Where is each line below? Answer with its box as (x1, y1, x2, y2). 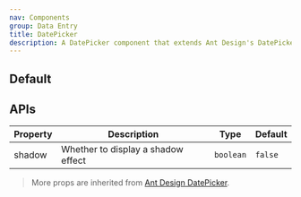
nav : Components (9, 13, 70, 22)
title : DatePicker (9, 30, 78, 39)
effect (61, 154, 87, 167)
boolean (213, 150, 247, 160)
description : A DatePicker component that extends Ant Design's (9, 38, 254, 47)
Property (13, 128, 53, 141)
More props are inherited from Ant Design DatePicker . (30, 177, 230, 188)
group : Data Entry (9, 21, 78, 30)
